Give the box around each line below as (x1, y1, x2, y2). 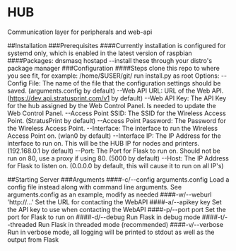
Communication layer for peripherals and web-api (7, 28, 153, 36)
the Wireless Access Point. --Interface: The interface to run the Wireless (7, 124, 218, 132)
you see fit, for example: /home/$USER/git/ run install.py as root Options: (7, 71, 220, 80)
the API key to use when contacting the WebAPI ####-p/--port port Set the (7, 205, 226, 214)
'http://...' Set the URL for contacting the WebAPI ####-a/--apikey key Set (7, 197, 223, 206)
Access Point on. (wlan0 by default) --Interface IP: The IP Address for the (7, 132, 221, 140)
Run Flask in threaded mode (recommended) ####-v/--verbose (37, 220, 224, 228)
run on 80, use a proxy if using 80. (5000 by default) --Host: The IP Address (7, 153, 230, 163)
